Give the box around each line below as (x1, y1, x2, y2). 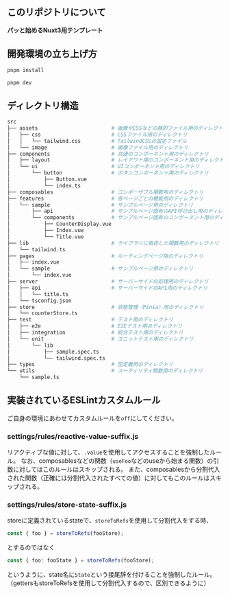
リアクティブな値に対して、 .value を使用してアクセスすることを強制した (7, 448, 210, 457)
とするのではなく (7, 543, 55, 551)
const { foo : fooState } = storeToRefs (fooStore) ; (7, 557, 155, 564)
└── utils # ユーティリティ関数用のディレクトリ (7, 367, 203, 374)
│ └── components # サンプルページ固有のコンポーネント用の (7, 214, 214, 221)
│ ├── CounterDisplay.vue (7, 220, 112, 228)
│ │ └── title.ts (7, 290, 69, 297)
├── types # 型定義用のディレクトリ (7, 361, 173, 368)
